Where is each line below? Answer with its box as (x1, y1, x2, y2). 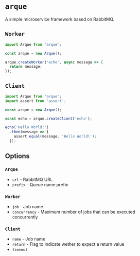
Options (5, 152, 30, 160)
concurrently (12, 214, 38, 220)
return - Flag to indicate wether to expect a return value (12, 241, 125, 247)
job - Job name (12, 203, 44, 209)
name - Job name (12, 236, 46, 242)
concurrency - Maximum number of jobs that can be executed (12, 209, 136, 215)
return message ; (9, 64, 42, 69)
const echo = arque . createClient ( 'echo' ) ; (5, 116, 92, 121)
